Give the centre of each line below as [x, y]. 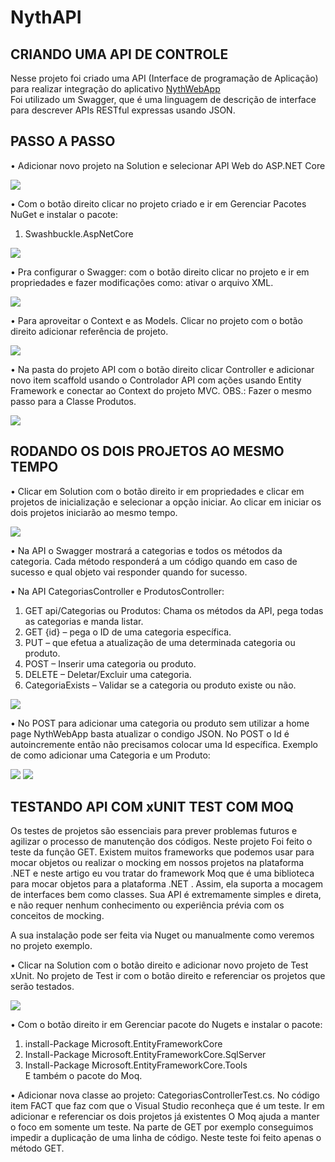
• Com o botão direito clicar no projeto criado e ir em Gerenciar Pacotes [158, 203]
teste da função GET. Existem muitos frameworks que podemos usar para [162, 852]
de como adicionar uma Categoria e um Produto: [110, 755]
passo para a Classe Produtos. [73, 401]
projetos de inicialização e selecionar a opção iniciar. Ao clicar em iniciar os [166, 502]
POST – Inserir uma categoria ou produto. [110, 663]
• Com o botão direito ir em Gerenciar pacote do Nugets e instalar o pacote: [166, 1025]
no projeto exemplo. [51, 946]
